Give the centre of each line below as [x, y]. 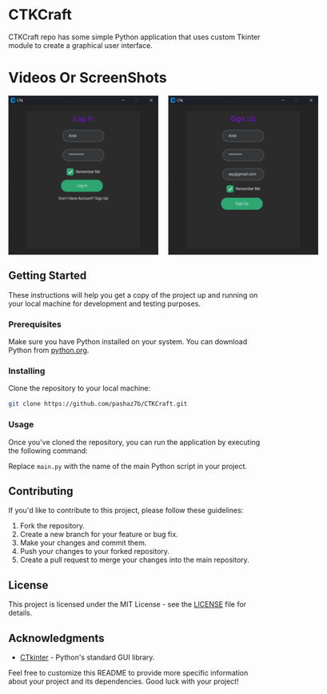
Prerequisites [35, 324]
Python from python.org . [49, 351]
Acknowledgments [57, 638]
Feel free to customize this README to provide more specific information [128, 673]
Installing [27, 371]
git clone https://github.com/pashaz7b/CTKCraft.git [98, 404]
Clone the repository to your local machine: [80, 388]
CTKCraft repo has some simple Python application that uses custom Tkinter [134, 37]
